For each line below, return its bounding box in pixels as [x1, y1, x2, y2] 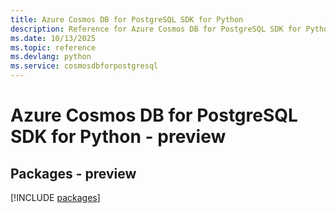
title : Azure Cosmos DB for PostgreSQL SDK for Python [10, 14, 244, 25]
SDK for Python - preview [10, 126, 227, 148]
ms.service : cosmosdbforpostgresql [10, 61, 159, 71]
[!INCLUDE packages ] [10, 192, 101, 203]
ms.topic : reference [10, 42, 97, 53]
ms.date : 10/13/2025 [10, 33, 97, 43]
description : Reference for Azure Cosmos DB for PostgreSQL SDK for [10, 24, 302, 34]
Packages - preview [10, 165, 137, 182]
